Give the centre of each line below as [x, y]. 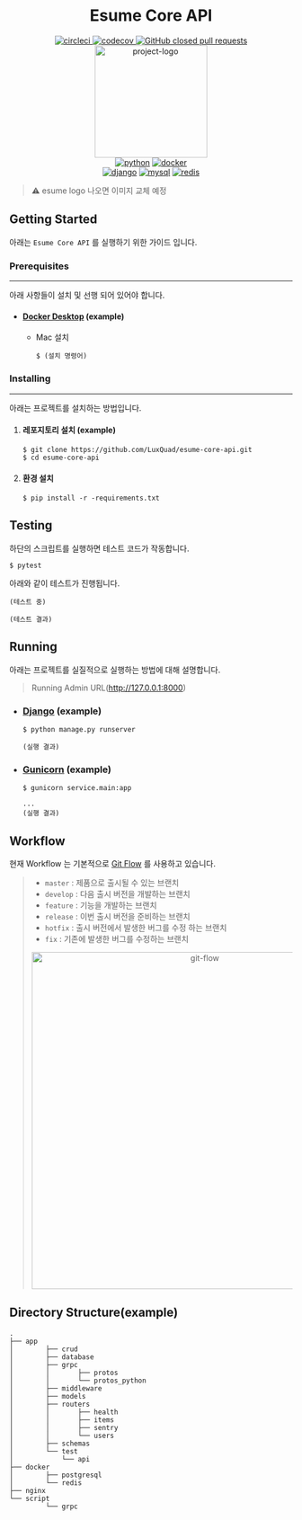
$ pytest [26, 565]
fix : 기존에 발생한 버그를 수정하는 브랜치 [116, 938]
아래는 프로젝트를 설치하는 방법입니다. [75, 408]
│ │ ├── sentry [64, 1427]
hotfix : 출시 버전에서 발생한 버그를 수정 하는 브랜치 [136, 928]
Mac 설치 [52, 337]
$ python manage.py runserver [79, 729]
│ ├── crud [44, 1349]
